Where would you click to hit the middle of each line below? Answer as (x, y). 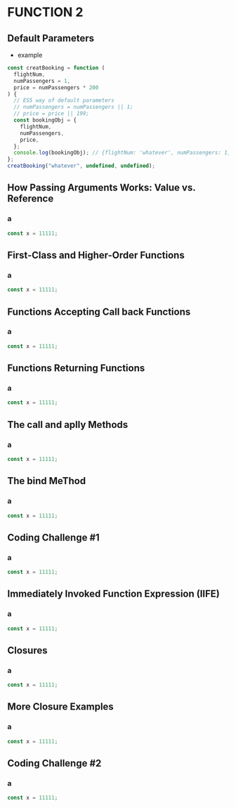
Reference (31, 198)
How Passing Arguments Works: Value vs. (101, 188)
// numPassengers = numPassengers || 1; (73, 107)
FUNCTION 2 (45, 12)
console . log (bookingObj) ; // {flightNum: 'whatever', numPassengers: (117, 153)
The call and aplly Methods (68, 425)
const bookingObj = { (45, 120)
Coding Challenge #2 (54, 763)
